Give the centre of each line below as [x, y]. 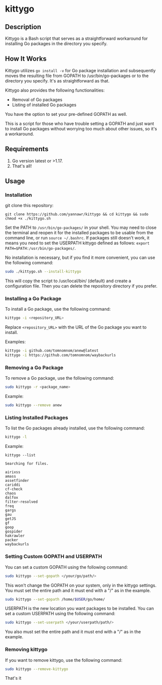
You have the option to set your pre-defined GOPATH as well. [66, 114]
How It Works [26, 59]
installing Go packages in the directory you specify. [56, 44]
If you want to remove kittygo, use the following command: [64, 660]
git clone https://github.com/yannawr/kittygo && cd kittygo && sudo [77, 214]
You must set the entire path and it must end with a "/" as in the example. [78, 590]
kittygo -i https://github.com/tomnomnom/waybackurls [61, 355]
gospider [14, 532]
